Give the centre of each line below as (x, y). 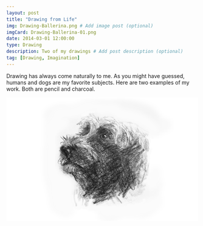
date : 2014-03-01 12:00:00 (40, 39)
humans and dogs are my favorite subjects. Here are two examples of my (98, 82)
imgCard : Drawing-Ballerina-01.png (51, 32)
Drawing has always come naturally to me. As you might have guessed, (96, 76)
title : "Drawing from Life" (42, 19)
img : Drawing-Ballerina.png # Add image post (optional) (80, 26)
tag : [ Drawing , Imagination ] (43, 58)
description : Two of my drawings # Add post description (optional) (95, 52)
